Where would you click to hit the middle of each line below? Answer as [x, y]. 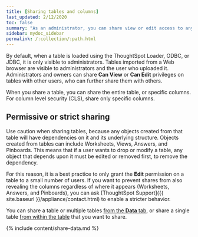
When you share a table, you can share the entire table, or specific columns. [99, 92]
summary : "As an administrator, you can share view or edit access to [95, 28]
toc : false [19, 22]
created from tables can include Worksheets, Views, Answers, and [87, 144]
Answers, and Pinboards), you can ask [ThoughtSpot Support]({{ [85, 193]
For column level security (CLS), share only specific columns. [80, 98]
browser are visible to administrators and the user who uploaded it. [88, 68]
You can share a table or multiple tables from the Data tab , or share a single [98, 210]
